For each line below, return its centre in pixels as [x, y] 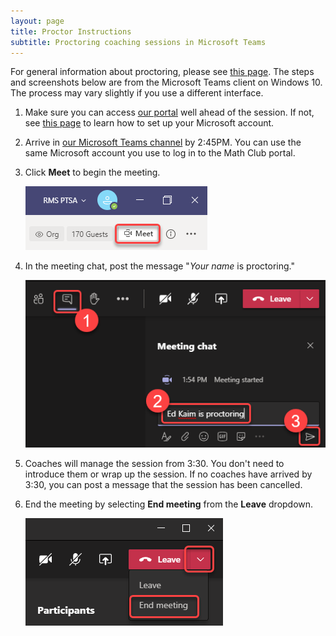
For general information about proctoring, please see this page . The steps [162, 72]
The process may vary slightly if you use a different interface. [137, 93]
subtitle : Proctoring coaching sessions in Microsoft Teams [138, 42]
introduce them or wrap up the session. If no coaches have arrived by [168, 474]
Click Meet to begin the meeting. [92, 172]
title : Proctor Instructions [71, 31]
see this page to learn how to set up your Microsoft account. [149, 123]
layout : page [37, 21]
